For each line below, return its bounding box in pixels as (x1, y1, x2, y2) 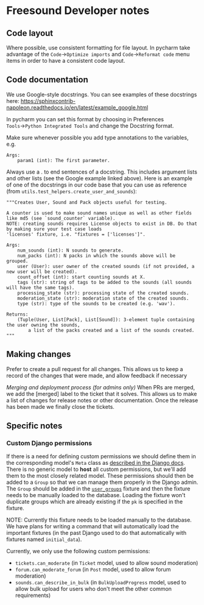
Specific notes (6, 421, 63, 431)
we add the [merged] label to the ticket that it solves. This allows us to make (6, 390, 197, 397)
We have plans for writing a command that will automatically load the (6, 523, 179, 530)
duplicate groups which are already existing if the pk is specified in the (6, 498, 183, 506)
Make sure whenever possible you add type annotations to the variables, (6, 133, 189, 141)
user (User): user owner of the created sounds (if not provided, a (17, 263, 195, 269)
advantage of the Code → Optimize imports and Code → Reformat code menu (6, 51, 190, 58)
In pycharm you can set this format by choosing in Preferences (6, 115, 164, 122)
